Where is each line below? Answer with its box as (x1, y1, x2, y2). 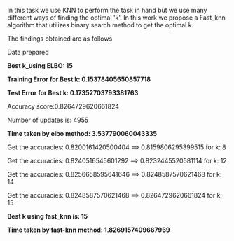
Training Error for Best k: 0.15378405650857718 (7, 75, 151, 83)
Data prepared (7, 48, 49, 56)
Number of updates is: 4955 (7, 116, 89, 124)
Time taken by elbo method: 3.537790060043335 (7, 130, 158, 137)
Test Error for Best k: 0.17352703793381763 (7, 89, 139, 97)
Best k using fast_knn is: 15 (7, 212, 88, 220)
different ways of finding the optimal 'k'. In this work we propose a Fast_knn (7, 13, 226, 22)
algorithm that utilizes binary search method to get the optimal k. (7, 21, 194, 29)
